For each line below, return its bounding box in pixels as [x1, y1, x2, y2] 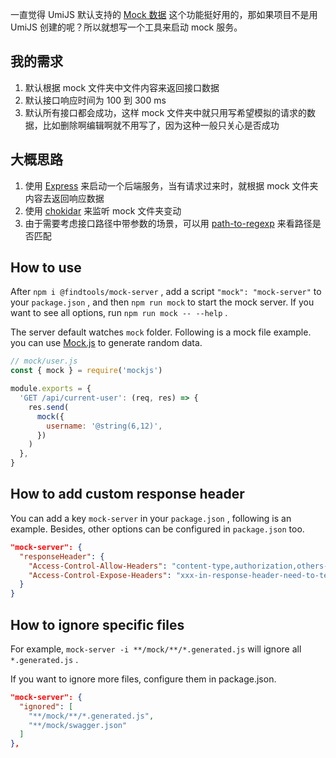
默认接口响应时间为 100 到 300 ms [24, 94, 167, 106]
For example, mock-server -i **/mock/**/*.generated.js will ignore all [10, 643, 302, 655]
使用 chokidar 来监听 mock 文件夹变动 [24, 204, 182, 217]
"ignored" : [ [19, 701, 74, 712]
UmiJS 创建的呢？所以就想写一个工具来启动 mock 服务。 [10, 21, 243, 33]
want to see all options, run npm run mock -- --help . [10, 307, 228, 319]
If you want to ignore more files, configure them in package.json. [10, 673, 277, 685]
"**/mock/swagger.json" [28, 720, 128, 730]
